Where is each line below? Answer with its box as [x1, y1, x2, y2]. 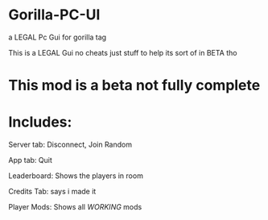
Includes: [8, 113, 72, 131]
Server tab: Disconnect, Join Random [8, 139, 133, 150]
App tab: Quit [8, 156, 52, 165]
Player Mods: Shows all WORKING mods [8, 202, 142, 212]
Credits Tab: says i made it [8, 187, 97, 197]
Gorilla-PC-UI [8, 6, 101, 24]
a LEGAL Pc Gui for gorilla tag [8, 32, 107, 42]
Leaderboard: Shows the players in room [8, 171, 143, 181]
